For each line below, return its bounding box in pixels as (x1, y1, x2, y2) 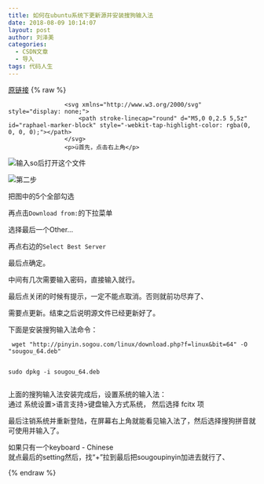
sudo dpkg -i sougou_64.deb (8, 368, 101, 376)
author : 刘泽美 (8, 33, 54, 42)
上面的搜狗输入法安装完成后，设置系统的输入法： (8, 389, 167, 398)
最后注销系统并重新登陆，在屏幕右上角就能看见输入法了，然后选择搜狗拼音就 (8, 416, 256, 425)
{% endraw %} (8, 468, 57, 477)
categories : (8, 41, 47, 49)
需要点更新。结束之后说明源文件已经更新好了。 (8, 308, 159, 318)
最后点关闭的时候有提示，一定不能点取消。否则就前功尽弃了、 (8, 291, 208, 300)
